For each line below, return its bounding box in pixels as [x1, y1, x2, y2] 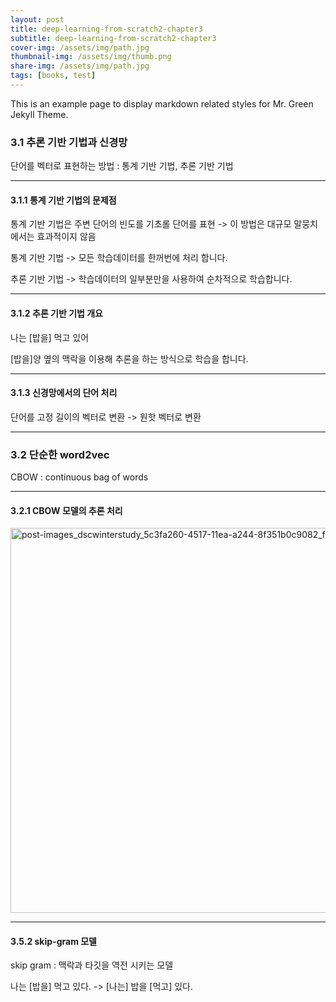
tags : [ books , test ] [10, 71, 97, 81]
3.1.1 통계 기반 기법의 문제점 [10, 194, 117, 206]
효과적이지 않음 [36, 231, 97, 243]
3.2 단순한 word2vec [10, 447, 110, 461]
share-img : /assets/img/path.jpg [10, 61, 150, 71]
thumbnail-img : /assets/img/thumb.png [10, 52, 172, 62]
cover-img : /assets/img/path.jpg [10, 42, 150, 53]
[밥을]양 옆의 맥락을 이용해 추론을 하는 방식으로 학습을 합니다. [10, 352, 249, 365]
